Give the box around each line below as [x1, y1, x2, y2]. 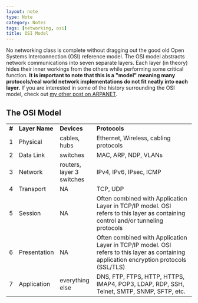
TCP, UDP [96, 185, 124, 193]
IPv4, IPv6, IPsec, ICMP [96, 167, 162, 176]
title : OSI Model [6, 31, 49, 37]
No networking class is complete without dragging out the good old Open [6, 47, 184, 54]
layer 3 [60, 167, 79, 176]
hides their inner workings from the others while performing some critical [6, 65, 184, 73]
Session [18, 209, 41, 217]
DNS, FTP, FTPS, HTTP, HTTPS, [96, 272, 184, 281]
